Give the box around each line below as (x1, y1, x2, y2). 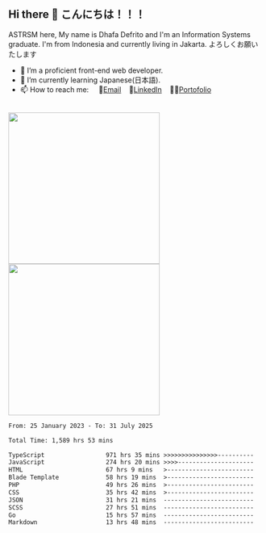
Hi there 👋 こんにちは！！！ (8, 7, 146, 22)
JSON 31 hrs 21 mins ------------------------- (8, 496, 254, 504)
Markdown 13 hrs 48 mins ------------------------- (8, 518, 254, 527)
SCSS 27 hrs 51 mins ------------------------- (8, 503, 254, 511)
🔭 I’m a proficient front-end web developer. (19, 65, 164, 75)
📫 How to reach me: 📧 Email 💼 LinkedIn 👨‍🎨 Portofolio (19, 84, 212, 94)
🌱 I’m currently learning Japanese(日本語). (19, 75, 161, 85)
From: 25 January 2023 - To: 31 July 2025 (8, 422, 153, 430)
